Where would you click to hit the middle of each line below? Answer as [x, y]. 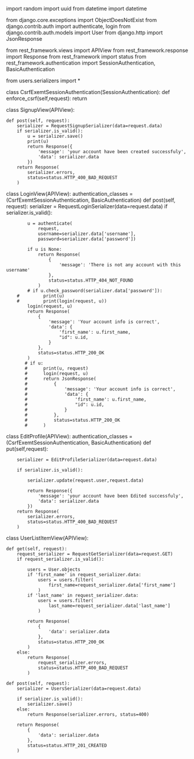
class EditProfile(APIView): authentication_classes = [69, 436]
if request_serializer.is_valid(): [61, 559]
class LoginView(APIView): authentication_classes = [69, 194]
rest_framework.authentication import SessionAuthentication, [81, 63]
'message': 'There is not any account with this [120, 265]
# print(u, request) [56, 369]
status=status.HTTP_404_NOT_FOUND [91, 280]
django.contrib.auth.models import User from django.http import [85, 33]
